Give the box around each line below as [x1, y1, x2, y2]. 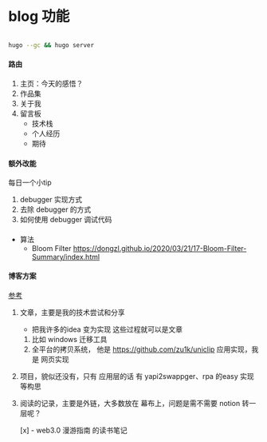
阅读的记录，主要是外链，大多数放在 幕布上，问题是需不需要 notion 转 [19, 399, 249, 408]
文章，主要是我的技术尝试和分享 [19, 308, 125, 317]
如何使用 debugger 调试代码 [19, 215, 112, 225]
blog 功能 [8, 7, 70, 26]
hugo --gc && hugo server [8, 41, 94, 49]
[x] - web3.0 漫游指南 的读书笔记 [19, 425, 128, 436]
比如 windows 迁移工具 [31, 335, 108, 344]
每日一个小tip [8, 177, 52, 188]
